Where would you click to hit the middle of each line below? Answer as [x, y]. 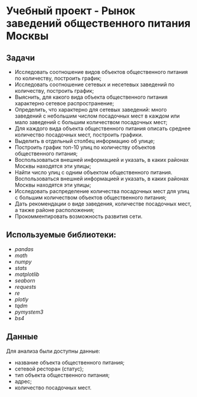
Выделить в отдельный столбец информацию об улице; [85, 141]
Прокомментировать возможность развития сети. [78, 216]
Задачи [21, 58]
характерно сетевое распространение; [64, 103]
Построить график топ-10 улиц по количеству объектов [85, 147]
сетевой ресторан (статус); [49, 369]
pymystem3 [29, 312]
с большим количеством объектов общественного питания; [91, 197]
